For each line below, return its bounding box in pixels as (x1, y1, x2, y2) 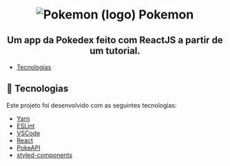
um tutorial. (90, 45, 140, 56)
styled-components (16, 151, 73, 159)
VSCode (16, 129, 41, 137)
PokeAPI (16, 143, 41, 152)
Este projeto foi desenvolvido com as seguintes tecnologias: (6, 101, 177, 109)
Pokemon (138, 7, 194, 23)
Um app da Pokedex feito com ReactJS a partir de (7, 34, 223, 46)
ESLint (16, 121, 35, 130)
